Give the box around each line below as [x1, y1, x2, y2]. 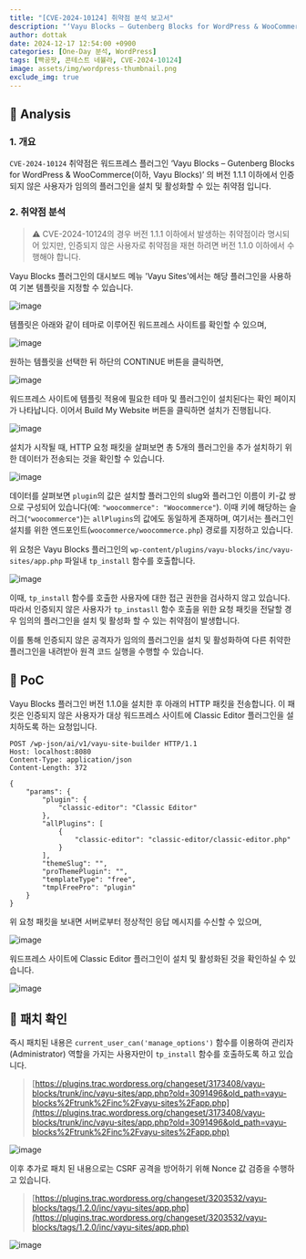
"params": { [25, 786, 71, 796]
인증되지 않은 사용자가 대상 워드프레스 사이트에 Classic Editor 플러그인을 [25, 709, 285, 721]
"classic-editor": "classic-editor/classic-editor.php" [74, 835, 291, 844]
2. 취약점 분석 [9, 206, 66, 219]
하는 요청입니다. [40, 721, 97, 732]
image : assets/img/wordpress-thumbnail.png [9, 65, 178, 74]
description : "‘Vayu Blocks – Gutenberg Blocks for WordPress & [9, 22, 259, 31]
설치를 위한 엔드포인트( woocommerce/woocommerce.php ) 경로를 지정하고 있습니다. [9, 524, 293, 535]
